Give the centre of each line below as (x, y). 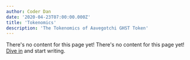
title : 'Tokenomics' (31, 22)
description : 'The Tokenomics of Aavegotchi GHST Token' (77, 28)
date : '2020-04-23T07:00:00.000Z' (49, 17)
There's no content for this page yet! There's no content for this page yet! (95, 45)
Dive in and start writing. (36, 51)
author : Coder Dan (29, 11)
